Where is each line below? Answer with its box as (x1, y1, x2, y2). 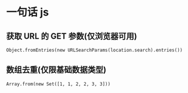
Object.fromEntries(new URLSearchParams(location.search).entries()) (6, 47, 183, 53)
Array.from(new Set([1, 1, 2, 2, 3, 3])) (6, 81, 111, 87)
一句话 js (6, 5, 49, 19)
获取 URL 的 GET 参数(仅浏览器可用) (6, 31, 137, 41)
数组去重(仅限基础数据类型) (6, 65, 106, 75)
